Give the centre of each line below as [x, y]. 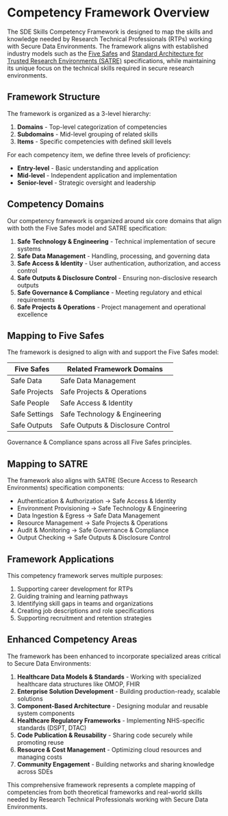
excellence [32, 314]
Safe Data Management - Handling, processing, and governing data [113, 256]
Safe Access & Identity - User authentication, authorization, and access [119, 263]
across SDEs [35, 771]
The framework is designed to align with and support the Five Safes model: [113, 352]
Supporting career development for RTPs [75, 589]
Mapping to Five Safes [56, 335]
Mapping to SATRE [48, 464]
